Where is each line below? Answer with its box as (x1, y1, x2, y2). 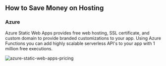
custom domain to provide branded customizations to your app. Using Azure (5, 35, 161, 41)
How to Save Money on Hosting (5, 4, 104, 12)
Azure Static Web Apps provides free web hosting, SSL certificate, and (5, 30, 150, 36)
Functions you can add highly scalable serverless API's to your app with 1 (5, 40, 155, 46)
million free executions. (5, 45, 53, 51)
